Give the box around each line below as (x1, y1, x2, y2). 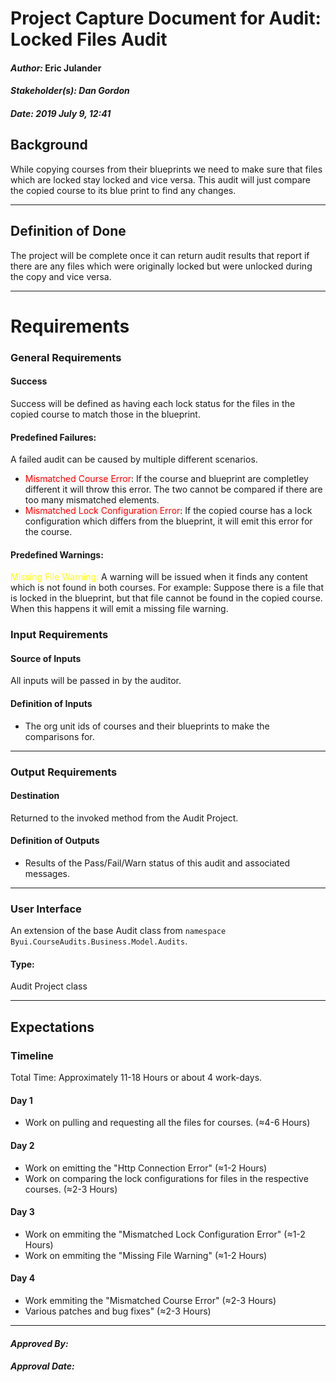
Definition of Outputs (10, 835, 100, 847)
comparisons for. (24, 730, 95, 742)
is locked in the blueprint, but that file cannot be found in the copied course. (10, 592, 323, 604)
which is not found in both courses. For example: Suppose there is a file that (10, 582, 325, 594)
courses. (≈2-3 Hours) (24, 1183, 118, 1195)
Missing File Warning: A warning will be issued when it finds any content (10, 571, 308, 583)
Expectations (10, 1018, 95, 1036)
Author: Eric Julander (10, 62, 102, 74)
